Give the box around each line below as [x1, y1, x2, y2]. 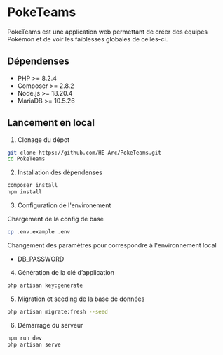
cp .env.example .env [7, 228, 71, 235]
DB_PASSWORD [17, 254, 65, 263]
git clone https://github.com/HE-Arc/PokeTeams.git [7, 149, 161, 156]
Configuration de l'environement [17, 201, 111, 209]
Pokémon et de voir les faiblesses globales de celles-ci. [7, 34, 168, 43]
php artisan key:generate [7, 282, 83, 289]
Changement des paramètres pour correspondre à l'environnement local [7, 240, 217, 250]
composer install [7, 182, 58, 189]
